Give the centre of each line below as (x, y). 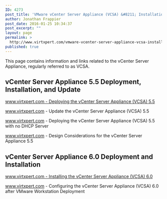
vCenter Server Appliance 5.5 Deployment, (73, 82)
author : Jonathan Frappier (33, 19)
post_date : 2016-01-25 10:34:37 (39, 24)
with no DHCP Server (27, 126)
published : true (22, 47)
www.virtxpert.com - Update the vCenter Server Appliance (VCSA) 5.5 (77, 111)
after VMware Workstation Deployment (45, 192)
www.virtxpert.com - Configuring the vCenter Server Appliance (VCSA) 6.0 (82, 186)
